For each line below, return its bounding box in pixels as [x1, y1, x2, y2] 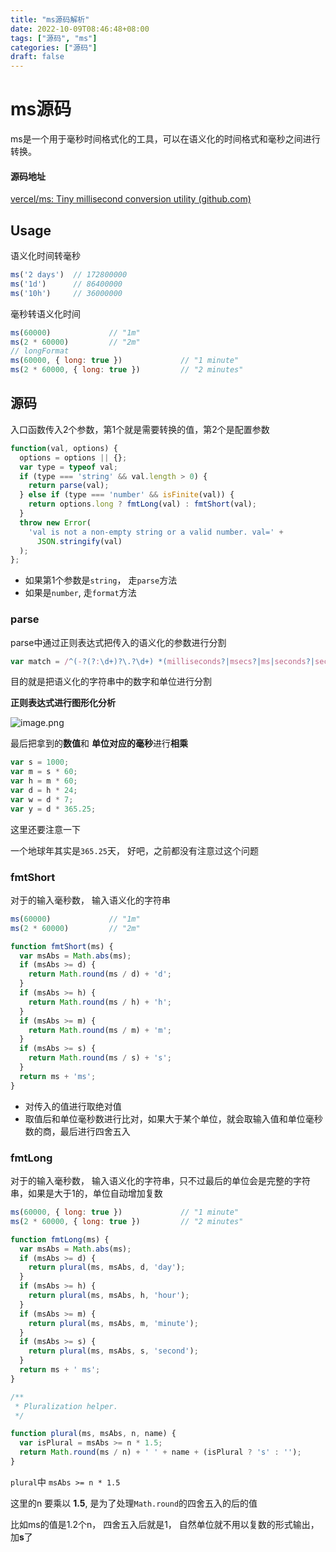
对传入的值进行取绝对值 [24, 1100, 122, 1112]
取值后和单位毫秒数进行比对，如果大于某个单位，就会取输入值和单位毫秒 [24, 1112, 323, 1125]
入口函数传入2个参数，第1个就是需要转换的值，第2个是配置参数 [10, 423, 270, 435]
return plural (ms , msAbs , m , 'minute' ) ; [28, 1318, 199, 1328]
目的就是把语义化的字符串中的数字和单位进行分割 [10, 676, 212, 688]
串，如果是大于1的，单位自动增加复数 [10, 1187, 163, 1200]
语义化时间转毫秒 [10, 250, 81, 262]
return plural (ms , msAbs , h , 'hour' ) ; [28, 1291, 190, 1301]
